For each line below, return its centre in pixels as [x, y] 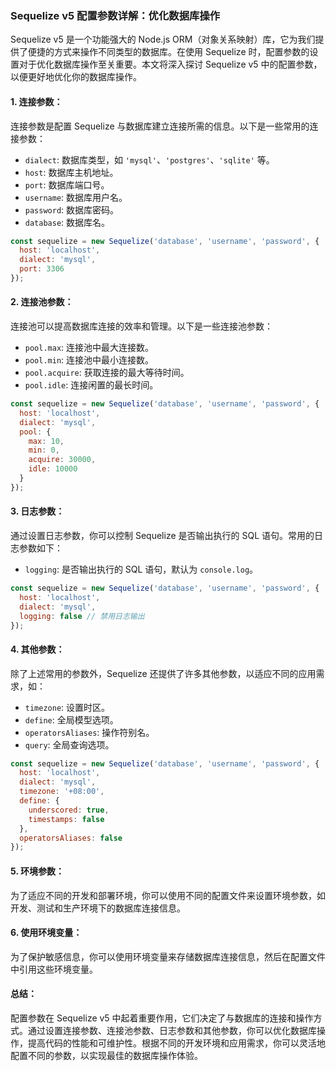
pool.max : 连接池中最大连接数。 [89, 348]
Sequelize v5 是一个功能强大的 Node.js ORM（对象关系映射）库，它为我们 [163, 39]
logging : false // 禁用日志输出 [82, 616]
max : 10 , [46, 441]
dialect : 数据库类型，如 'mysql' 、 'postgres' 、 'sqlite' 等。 [149, 159]
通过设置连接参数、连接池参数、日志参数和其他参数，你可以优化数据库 [172, 1030]
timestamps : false [66, 819]
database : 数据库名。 [67, 222]
